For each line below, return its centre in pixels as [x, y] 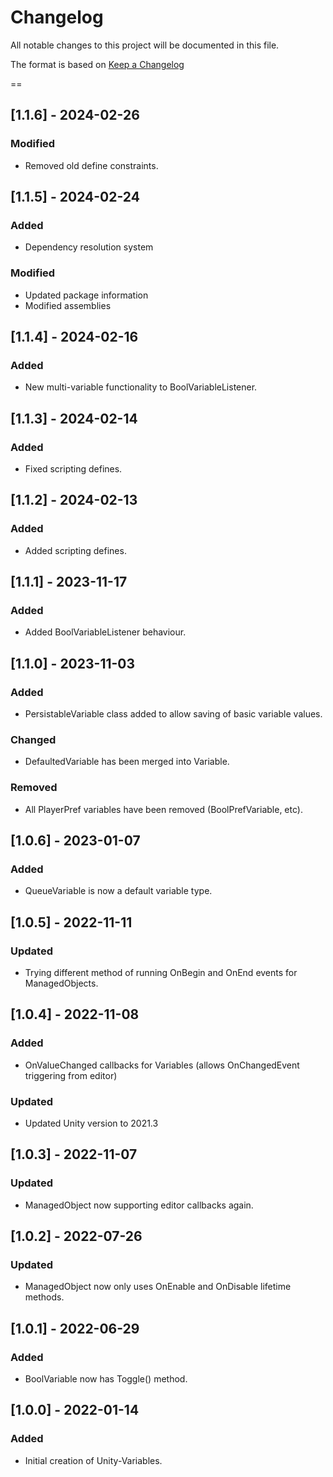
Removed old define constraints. [91, 165]
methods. [44, 1297]
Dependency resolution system [89, 247]
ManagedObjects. [61, 983]
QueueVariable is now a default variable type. [118, 891]
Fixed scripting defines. [73, 468]
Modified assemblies [68, 305]
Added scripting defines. [75, 550]
